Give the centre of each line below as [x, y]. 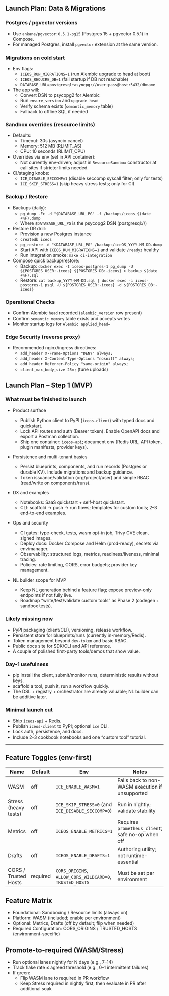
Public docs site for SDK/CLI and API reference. [62, 646]
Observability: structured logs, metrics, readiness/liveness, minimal [90, 554]
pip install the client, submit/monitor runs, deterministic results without [85, 675]
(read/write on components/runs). [55, 483]
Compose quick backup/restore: [46, 260]
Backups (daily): [29, 208]
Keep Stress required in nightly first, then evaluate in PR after [83, 983]
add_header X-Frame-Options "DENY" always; [66, 354]
